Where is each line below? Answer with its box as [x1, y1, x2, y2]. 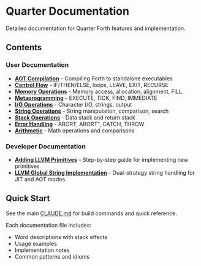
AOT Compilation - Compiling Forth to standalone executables [14, 75, 173, 82]
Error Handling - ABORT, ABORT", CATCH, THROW [14, 120, 145, 127]
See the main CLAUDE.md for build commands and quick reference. [6, 210, 177, 217]
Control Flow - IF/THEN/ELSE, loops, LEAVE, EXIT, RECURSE [14, 81, 169, 88]
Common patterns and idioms [14, 253, 90, 260]
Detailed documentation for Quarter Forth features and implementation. [6, 25, 186, 32]
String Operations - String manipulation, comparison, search [14, 107, 169, 115]
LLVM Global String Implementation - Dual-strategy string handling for [14, 169, 195, 176]
